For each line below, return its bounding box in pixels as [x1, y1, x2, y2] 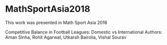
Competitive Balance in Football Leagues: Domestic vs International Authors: [5, 29, 163, 35]
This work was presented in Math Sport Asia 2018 [5, 20, 107, 25]
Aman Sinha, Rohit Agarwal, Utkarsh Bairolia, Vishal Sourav [5, 34, 127, 40]
